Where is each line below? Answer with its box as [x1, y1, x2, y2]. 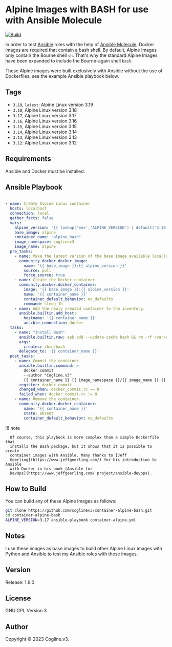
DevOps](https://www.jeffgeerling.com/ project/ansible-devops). [10, 470, 153, 476]
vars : [10, 220, 22, 225]
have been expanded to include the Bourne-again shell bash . [5, 57, 133, 64]
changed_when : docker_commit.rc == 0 [18, 387, 100, 392]
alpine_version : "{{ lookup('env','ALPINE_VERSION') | [14, 225, 134, 230]
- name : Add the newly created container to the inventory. [14, 306, 145, 311]
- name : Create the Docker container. [14, 278, 97, 283]
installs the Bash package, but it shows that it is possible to [10, 444, 153, 449]
